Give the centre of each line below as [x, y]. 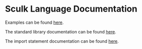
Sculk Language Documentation [71, 9]
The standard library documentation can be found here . [61, 32]
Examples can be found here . [35, 22]
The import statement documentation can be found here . [62, 41]
